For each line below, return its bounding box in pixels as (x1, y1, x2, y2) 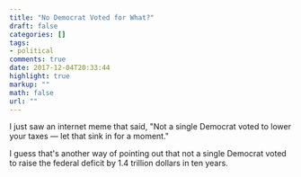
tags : (9, 38, 30, 48)
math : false (9, 88, 54, 97)
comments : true (9, 55, 66, 64)
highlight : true (9, 72, 70, 81)
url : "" (9, 96, 39, 106)
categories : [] (9, 30, 66, 39)
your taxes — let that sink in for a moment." (9, 131, 169, 142)
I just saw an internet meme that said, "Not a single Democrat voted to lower (9, 121, 292, 132)
